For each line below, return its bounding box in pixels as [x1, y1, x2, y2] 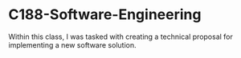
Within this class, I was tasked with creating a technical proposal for [8, 32, 233, 41]
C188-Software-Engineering [8, 6, 202, 24]
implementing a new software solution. [8, 40, 137, 49]
